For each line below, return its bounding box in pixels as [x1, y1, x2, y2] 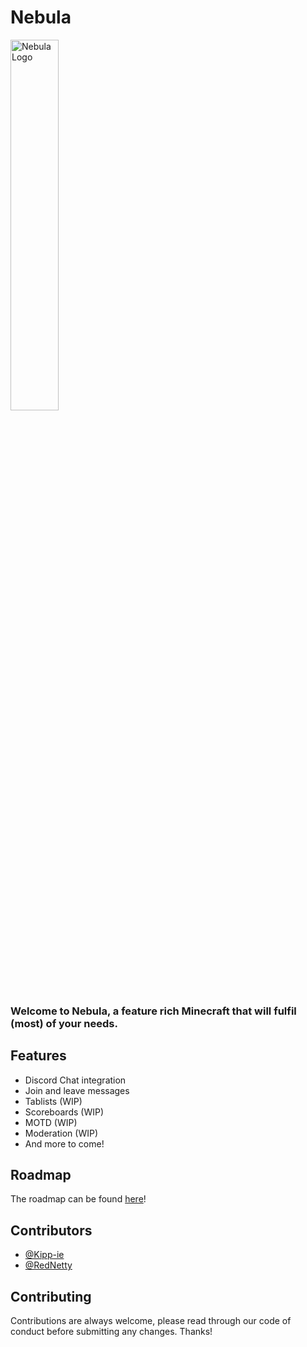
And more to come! [24, 1137, 105, 1150]
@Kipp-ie [24, 1249, 65, 1261]
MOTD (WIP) [24, 1116, 78, 1128]
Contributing [10, 1288, 92, 1305]
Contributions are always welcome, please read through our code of [10, 1315, 292, 1327]
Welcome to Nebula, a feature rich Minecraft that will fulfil [10, 1004, 297, 1018]
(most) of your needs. [10, 1016, 118, 1030]
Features [10, 1047, 67, 1065]
